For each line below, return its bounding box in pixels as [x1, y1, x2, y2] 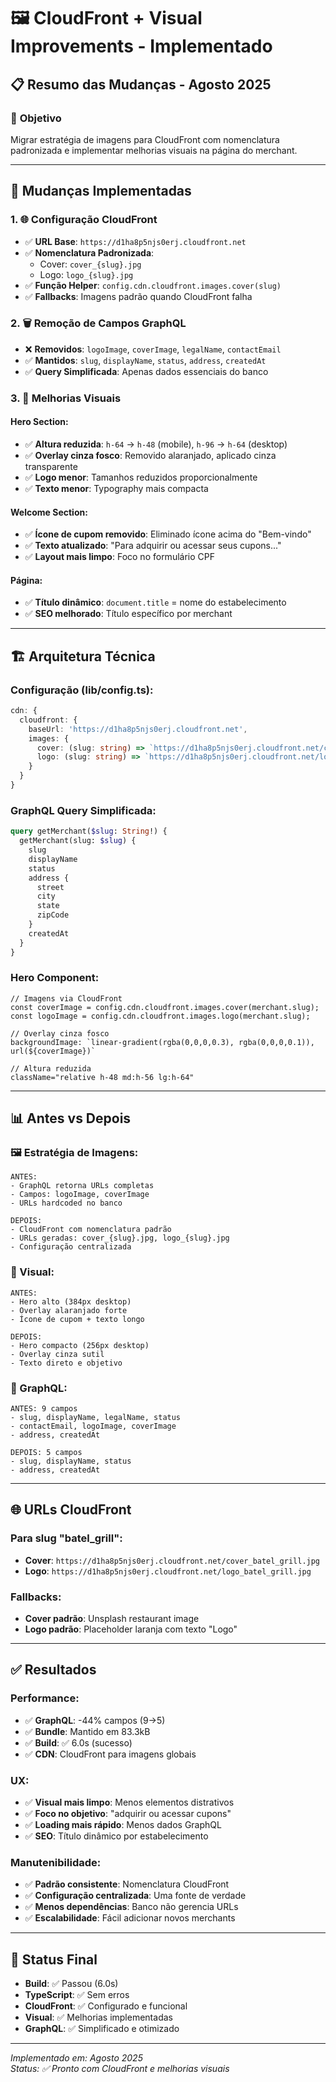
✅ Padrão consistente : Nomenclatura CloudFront [24, 1878, 230, 1890]
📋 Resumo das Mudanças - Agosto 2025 [10, 76, 272, 93]
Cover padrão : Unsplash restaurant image [24, 1613, 200, 1625]
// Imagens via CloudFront [10, 993, 123, 1004]
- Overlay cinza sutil [10, 1349, 105, 1359]
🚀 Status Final [10, 1951, 98, 1968]
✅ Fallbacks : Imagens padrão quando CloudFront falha [24, 290, 253, 302]
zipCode [36, 910, 70, 920]
